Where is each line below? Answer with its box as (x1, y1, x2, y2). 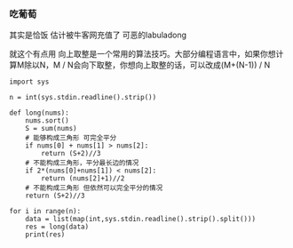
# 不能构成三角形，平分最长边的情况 (25, 158, 139, 168)
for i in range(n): (9, 207, 82, 216)
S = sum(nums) (25, 124, 77, 133)
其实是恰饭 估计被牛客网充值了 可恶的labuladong (9, 29, 187, 41)
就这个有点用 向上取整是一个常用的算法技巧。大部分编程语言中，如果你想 (9, 49, 276, 60)
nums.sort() (25, 116, 69, 125)
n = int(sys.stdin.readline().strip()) (9, 93, 157, 102)
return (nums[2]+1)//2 (41, 174, 125, 183)
